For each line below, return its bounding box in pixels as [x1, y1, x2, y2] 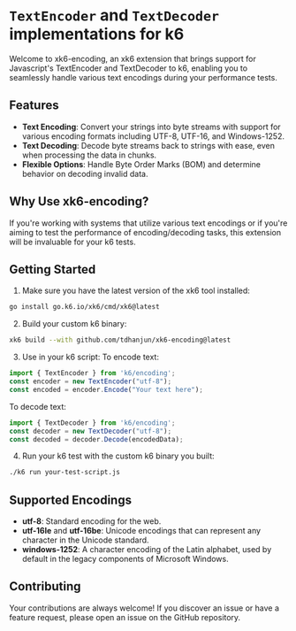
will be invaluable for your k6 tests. [9, 236, 136, 247]
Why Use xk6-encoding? [9, 194, 149, 209]
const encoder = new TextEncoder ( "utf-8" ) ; [9, 377, 172, 386]
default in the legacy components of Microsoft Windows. [21, 554, 229, 565]
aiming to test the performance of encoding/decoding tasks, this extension [9, 227, 282, 237]
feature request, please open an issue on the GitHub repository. [9, 612, 241, 622]
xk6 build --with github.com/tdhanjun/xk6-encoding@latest [9, 335, 231, 345]
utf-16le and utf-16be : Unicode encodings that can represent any [21, 526, 262, 536]
